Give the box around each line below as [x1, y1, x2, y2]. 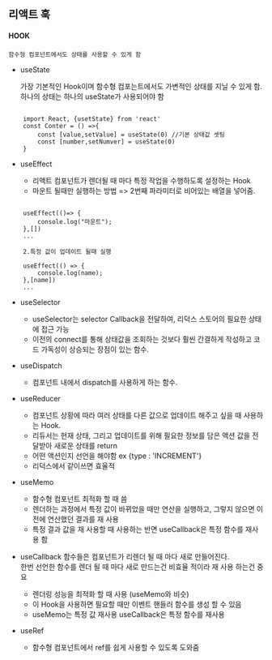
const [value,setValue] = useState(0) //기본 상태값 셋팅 [37, 131, 225, 139]
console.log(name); [37, 268, 104, 277]
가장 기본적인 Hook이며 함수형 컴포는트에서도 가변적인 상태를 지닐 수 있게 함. [19, 81, 263, 91]
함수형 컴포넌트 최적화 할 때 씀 [32, 494, 128, 504]
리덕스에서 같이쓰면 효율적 [32, 461, 116, 470]
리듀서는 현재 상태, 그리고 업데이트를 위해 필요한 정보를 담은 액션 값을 [32, 431, 251, 440]
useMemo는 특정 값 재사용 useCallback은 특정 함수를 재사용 [32, 609, 225, 619]
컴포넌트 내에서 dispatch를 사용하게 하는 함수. [32, 377, 178, 387]
